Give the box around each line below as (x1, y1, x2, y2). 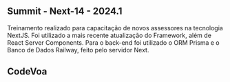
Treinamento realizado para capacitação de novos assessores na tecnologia (7, 23, 224, 32)
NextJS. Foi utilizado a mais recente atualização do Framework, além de (7, 31, 212, 39)
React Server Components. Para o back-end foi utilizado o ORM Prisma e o (7, 38, 220, 47)
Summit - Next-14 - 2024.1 (7, 6, 123, 17)
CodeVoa (7, 65, 48, 78)
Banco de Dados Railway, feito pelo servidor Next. (7, 45, 149, 54)
